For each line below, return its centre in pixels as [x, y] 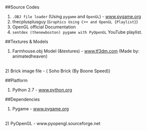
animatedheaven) [30, 56]
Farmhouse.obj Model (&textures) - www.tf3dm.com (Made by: [76, 51]
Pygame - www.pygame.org [40, 109]
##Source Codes [22, 7]
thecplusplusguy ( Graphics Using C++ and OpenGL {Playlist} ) [75, 22]
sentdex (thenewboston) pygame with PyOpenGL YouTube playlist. [77, 32]
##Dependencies [23, 99]
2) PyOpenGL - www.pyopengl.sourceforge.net [53, 123]
